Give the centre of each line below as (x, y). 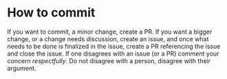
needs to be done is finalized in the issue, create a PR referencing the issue (114, 46)
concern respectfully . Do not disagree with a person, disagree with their (109, 60)
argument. (22, 68)
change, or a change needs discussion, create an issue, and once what (108, 38)
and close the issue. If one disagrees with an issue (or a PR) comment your (113, 54)
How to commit (51, 13)
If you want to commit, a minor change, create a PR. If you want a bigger (110, 32)
